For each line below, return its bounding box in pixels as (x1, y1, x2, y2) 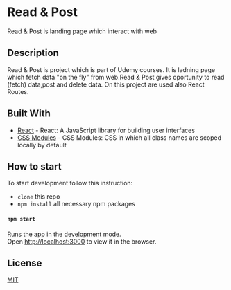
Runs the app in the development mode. (7, 230, 121, 238)
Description (7, 47, 59, 59)
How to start (7, 161, 62, 172)
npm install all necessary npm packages (17, 200, 135, 208)
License (7, 257, 42, 269)
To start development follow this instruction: (7, 179, 133, 188)
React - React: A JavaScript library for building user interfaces (17, 126, 196, 134)
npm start (7, 215, 36, 222)
